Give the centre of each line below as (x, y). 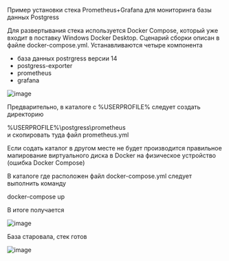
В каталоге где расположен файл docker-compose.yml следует (100, 176)
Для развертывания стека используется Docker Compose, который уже (113, 31)
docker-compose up (36, 196)
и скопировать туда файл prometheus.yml (68, 135)
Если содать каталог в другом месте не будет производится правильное (115, 148)
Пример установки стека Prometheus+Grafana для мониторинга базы (109, 10)
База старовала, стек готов (47, 237)
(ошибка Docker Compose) (46, 163)
